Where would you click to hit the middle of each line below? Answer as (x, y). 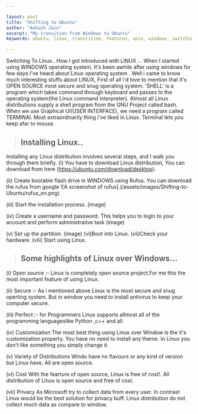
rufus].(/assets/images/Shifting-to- (146, 186)
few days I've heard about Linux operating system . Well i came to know (93, 73)
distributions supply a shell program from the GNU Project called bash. (92, 105)
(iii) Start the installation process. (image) (56, 204)
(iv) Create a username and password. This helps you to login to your (90, 216)
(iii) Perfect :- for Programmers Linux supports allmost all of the (83, 315)
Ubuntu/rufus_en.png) (33, 193)
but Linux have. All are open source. (50, 363)
